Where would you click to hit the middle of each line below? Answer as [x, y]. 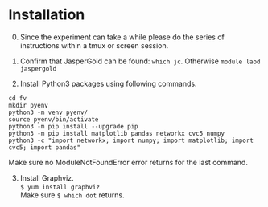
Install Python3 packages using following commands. [108, 83]
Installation [47, 15]
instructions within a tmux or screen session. [94, 45]
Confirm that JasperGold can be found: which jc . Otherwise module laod [140, 61]
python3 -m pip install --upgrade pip [73, 126]
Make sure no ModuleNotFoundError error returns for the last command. [128, 162]
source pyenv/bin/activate [54, 119]
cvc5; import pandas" [45, 147]
